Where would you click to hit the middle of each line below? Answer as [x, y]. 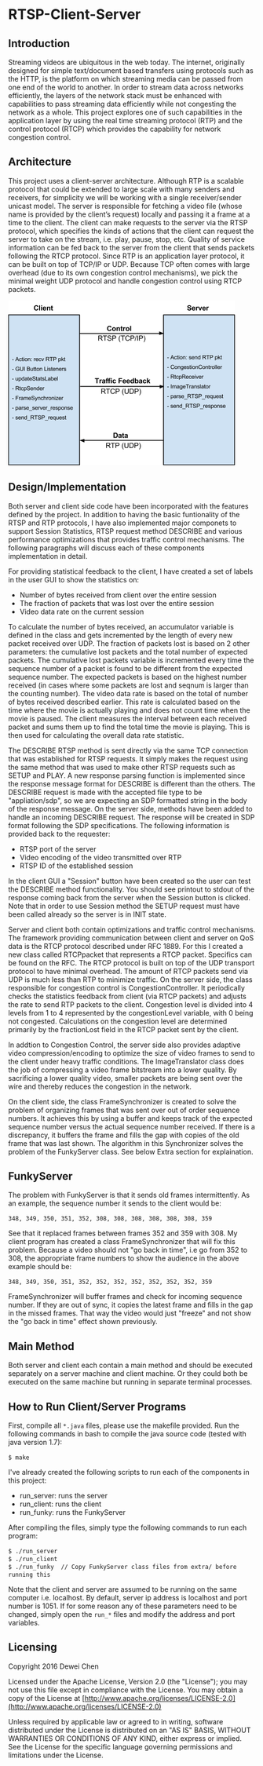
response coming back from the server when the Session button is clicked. [130, 897]
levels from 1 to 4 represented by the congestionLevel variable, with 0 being [131, 1013]
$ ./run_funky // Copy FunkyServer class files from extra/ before [122, 1567]
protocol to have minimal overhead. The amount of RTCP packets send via [128, 971]
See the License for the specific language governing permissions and [121, 1746]
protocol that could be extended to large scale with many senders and [122, 189]
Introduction [39, 44]
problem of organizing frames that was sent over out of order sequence [124, 1110]
